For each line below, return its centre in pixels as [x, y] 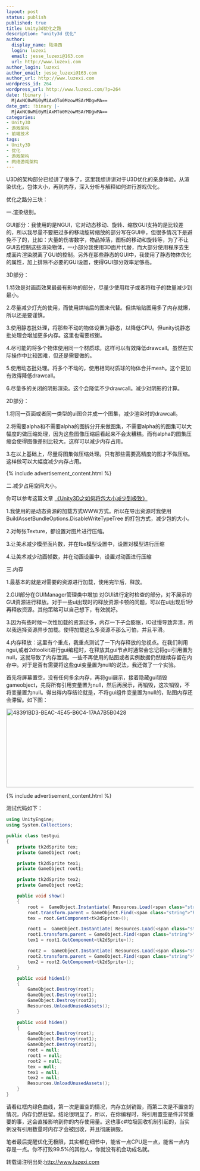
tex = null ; [43, 1066]
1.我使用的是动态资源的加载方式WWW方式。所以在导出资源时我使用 [89, 511]
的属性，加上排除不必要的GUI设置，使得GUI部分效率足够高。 [81, 262]
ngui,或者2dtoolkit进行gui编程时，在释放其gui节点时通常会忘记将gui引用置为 [99, 650]
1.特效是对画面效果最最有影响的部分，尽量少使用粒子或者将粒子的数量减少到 [99, 288]
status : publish [26, 17]
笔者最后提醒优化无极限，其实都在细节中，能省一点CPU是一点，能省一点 [95, 1142]
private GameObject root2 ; [50, 885]
